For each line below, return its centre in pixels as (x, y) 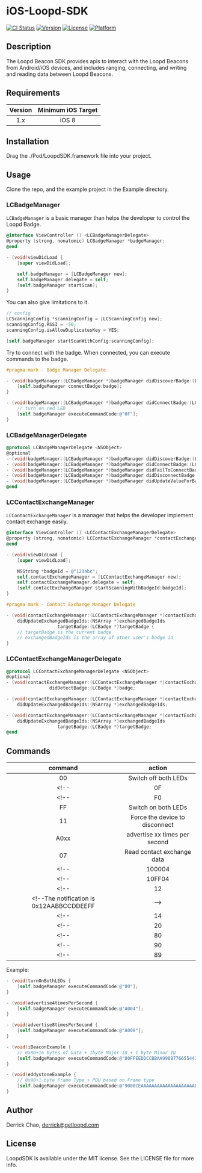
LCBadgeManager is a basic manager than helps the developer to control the (98, 218)
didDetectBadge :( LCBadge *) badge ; (92, 688)
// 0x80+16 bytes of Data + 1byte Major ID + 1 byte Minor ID (96, 1053)
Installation (28, 141)
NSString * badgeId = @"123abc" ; (57, 571)
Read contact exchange (158, 852)
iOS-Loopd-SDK (47, 11)
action (158, 768)
